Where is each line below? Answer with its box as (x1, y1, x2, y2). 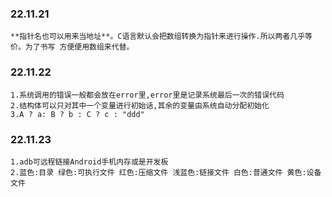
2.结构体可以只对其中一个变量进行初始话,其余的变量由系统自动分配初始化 (10, 100, 270, 111)
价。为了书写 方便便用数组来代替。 (10, 42, 135, 52)
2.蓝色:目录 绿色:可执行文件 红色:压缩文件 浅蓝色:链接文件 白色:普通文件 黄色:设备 (10, 167, 322, 177)
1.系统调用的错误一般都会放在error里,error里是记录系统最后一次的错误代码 (10, 90, 285, 100)
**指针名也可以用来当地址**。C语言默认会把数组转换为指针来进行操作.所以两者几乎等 (10, 32, 313, 42)
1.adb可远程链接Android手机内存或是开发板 (10, 157, 169, 167)
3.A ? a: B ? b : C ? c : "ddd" (10, 109, 145, 119)
